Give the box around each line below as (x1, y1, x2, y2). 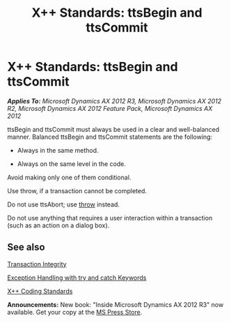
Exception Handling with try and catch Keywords (7, 273, 147, 282)
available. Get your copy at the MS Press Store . (7, 308, 143, 316)
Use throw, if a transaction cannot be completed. (7, 186, 148, 195)
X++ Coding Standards (7, 287, 73, 295)
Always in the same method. (17, 146, 99, 154)
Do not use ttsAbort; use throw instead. (7, 200, 120, 209)
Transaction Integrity (7, 260, 67, 268)
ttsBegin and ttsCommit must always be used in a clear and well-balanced (7, 125, 220, 133)
